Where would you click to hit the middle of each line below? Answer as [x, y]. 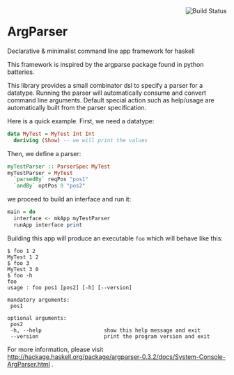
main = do [22, 212]
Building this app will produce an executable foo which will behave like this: [115, 238]
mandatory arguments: [39, 300]
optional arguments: [37, 318]
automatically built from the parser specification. [77, 107]
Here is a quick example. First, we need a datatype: [81, 121]
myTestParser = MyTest [40, 173]
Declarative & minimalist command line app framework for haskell [101, 51]
